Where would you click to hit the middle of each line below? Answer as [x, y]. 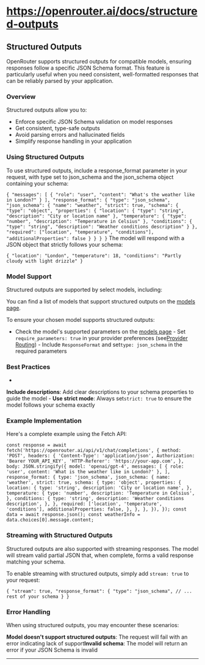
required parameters [41, 351]
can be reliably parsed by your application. [60, 81]
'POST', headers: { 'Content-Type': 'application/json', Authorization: [101, 456]
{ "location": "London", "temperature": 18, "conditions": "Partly [94, 256]
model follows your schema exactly [51, 405]
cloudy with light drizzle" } [45, 261]
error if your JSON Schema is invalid [52, 650]
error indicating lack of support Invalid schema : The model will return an [97, 644]
